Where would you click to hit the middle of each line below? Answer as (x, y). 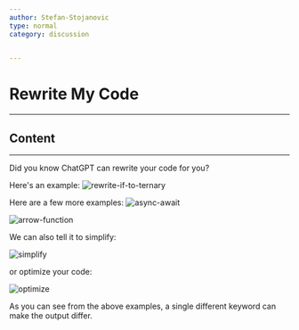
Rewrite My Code (74, 94)
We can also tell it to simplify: (63, 237)
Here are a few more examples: (67, 202)
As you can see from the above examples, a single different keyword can (143, 306)
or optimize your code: (51, 272)
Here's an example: (44, 185)
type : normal (33, 26)
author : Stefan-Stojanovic (59, 17)
